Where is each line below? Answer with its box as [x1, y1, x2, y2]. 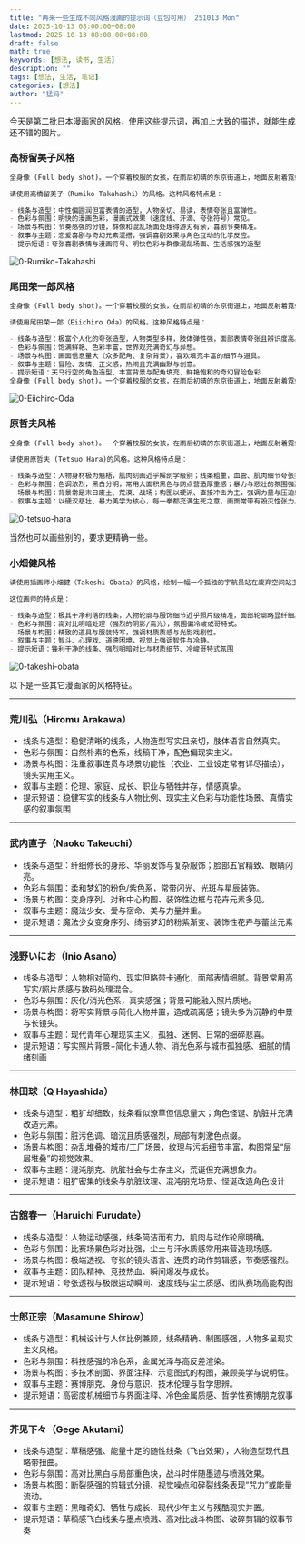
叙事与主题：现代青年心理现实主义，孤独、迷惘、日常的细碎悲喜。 [22, 1029, 270, 1041]
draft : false [9, 38, 59, 48]
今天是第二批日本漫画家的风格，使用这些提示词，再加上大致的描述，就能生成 [9, 115, 296, 126]
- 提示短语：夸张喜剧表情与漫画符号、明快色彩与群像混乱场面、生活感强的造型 [9, 240, 261, 249]
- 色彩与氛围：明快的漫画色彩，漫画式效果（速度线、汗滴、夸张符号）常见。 [9, 214, 254, 224]
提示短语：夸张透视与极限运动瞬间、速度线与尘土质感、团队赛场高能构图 [22, 1277, 293, 1288]
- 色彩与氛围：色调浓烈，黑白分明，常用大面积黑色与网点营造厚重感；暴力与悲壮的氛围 [9, 480, 288, 489]
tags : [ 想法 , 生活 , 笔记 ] [9, 73, 100, 82]
